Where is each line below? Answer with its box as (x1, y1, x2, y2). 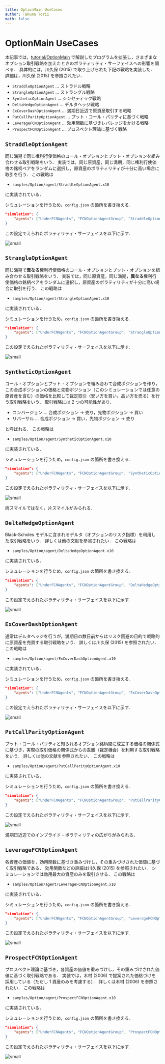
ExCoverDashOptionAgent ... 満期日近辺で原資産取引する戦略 (12, 108, 132, 113)
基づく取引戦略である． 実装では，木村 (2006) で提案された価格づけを (13, 973, 156, 979)
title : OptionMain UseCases (5, 7, 63, 12)
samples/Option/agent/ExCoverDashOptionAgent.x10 (12, 656, 116, 661)
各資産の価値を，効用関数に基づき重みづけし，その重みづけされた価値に (5, 859, 151, 865)
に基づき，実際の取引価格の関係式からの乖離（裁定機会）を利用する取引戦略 (5, 747, 160, 753)
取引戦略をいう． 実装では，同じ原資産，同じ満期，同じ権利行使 (22, 159, 152, 165)
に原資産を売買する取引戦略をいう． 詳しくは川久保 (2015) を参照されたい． (5, 639, 159, 645)
